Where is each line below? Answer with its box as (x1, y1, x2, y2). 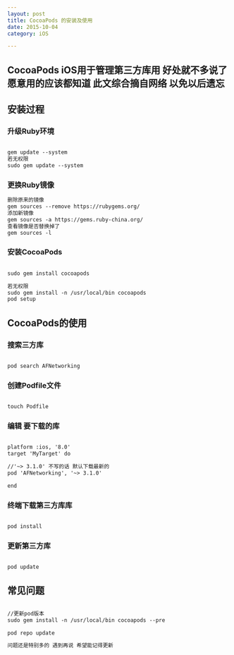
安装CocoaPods (7, 247, 63, 257)
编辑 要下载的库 (7, 421, 60, 431)
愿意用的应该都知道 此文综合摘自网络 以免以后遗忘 (7, 77, 225, 89)
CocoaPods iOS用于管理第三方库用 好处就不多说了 (7, 64, 228, 76)
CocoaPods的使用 (7, 317, 87, 329)
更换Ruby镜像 (7, 180, 55, 190)
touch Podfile (7, 403, 49, 410)
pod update (7, 563, 39, 571)
